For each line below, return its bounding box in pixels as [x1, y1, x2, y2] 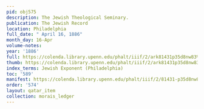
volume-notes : [6, 43, 42, 49]
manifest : [6, 76, 32, 82]
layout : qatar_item [6, 88, 56, 94]
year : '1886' [6, 48, 39, 54]
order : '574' [6, 82, 39, 88]
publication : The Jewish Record [6, 20, 88, 26]
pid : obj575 [6, 8, 36, 15]
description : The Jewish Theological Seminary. [6, 15, 129, 21]
